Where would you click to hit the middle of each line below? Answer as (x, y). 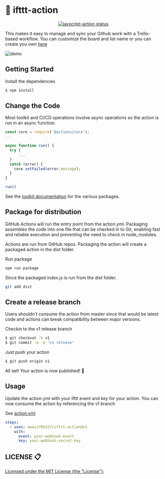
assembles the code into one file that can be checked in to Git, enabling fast (83, 229)
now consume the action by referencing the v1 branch (60, 404)
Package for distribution (43, 212)
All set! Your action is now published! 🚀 (45, 371)
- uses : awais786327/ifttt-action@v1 (49, 427)
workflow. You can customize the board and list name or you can (85, 39)
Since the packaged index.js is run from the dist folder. (61, 277)
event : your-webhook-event (46, 436)
